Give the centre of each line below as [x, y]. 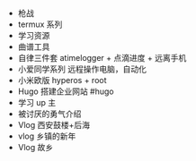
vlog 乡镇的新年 [47, 136]
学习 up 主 [37, 102]
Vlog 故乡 [36, 147]
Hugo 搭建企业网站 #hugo [66, 91]
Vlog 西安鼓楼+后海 [54, 125]
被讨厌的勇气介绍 [49, 114]
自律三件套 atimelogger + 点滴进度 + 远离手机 [102, 58]
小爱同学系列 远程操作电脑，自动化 [82, 69]
